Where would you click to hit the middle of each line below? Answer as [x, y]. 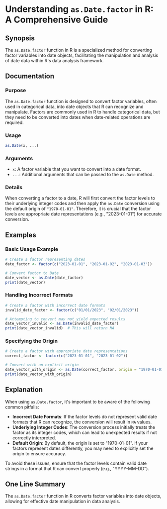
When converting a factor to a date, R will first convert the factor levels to [80, 198]
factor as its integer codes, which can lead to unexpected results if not [84, 432]
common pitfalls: [22, 407]
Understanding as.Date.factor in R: [80, 9]
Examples [21, 235]
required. [14, 122]
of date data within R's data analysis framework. [54, 60]
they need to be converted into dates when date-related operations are [78, 117]
